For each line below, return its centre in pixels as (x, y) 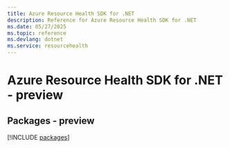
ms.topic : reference (37, 33)
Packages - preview (51, 121)
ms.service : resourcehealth (48, 46)
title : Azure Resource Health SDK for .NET (71, 14)
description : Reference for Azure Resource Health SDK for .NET (102, 20)
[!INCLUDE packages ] (38, 137)
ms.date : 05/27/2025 (37, 26)
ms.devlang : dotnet (35, 40)
